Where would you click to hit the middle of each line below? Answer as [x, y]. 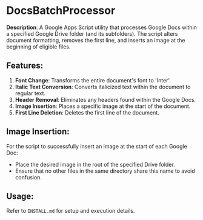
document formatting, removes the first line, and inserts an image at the [96, 40]
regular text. [30, 93]
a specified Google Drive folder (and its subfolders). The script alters [92, 33]
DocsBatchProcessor [61, 11]
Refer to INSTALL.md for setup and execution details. [71, 211]
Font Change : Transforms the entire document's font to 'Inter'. [93, 80]
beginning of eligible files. [38, 47]
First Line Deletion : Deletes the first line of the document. [87, 112]
